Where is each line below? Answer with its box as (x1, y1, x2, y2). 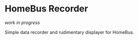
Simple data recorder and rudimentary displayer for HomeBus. (5, 29, 134, 35)
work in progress (5, 19, 40, 25)
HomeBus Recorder (5, 3, 88, 14)
